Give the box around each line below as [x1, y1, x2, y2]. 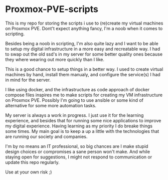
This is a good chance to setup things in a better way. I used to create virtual [5, 66, 163, 72]
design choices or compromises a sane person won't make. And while [5, 148, 150, 154]
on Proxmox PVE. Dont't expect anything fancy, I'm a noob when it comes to [5, 25, 163, 31]
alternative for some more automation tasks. [5, 102, 97, 108]
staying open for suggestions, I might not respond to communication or [5, 154, 152, 160]
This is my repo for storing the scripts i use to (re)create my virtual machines [5, 20, 163, 26]
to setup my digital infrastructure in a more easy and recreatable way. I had [5, 46, 160, 52]
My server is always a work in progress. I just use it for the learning [5, 112, 144, 118]
